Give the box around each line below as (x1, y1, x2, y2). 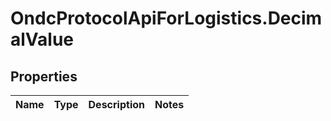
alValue (10, 28, 75, 51)
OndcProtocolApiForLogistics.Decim (10, 7, 323, 30)
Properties (10, 68, 78, 85)
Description (88, 98, 145, 111)
